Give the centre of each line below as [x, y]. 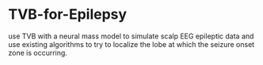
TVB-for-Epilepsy [68, 14]
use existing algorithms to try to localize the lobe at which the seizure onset [131, 44]
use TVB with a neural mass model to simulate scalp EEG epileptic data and [131, 36]
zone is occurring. [38, 52]
